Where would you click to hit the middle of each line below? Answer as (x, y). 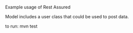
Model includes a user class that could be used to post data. (67, 16)
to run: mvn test (21, 26)
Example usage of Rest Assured (38, 7)
